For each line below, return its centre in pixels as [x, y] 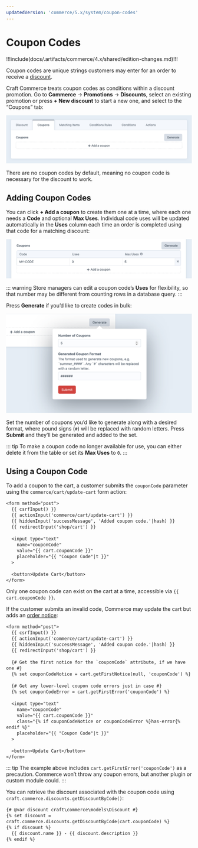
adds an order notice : [32, 616]
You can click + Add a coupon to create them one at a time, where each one [99, 212]
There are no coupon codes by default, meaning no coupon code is [88, 173]
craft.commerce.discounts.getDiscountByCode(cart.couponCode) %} [88, 822]
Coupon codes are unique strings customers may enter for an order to [91, 70]
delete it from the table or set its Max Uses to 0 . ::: [67, 453]
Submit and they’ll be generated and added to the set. [72, 435]
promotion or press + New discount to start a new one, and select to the [94, 101]
